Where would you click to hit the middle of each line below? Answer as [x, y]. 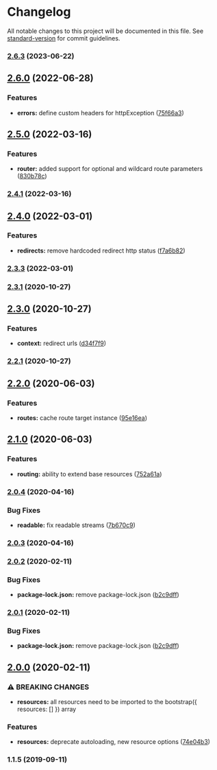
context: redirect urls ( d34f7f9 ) [62, 343]
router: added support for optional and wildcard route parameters [110, 169]
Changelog [39, 12]
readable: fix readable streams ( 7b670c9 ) [76, 525]
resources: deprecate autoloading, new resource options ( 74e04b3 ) [114, 742]
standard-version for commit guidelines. [64, 38]
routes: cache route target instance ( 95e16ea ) [82, 418]
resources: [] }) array [47, 709]
